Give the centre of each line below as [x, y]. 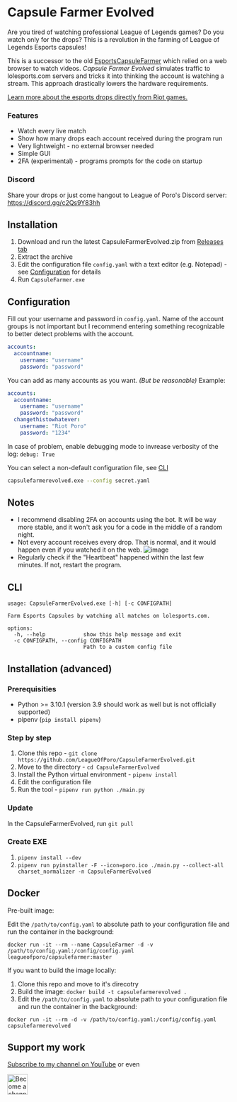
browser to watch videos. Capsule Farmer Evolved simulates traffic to [109, 68]
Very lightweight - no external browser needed [86, 146]
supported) [34, 712]
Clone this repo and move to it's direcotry [78, 984]
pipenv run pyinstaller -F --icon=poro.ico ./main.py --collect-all [121, 865]
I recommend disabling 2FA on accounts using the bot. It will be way [117, 520]
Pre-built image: [31, 910]
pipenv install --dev [49, 858]
